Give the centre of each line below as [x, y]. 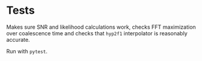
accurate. [18, 39]
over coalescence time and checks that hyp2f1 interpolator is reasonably [97, 33]
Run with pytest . [27, 51]
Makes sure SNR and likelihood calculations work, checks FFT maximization [101, 27]
